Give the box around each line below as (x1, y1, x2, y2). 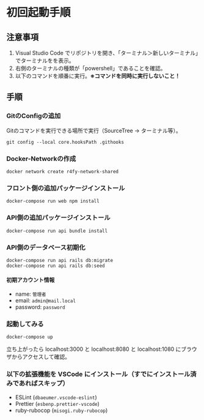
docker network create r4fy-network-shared (6, 168, 119, 174)
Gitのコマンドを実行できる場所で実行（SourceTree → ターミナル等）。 (6, 127, 181, 134)
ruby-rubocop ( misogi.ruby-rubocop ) (15, 407, 108, 414)
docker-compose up (6, 334, 53, 340)
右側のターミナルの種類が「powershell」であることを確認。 (15, 65, 166, 72)
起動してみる (6, 320, 44, 328)
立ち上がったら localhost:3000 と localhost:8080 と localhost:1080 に (6, 345, 181, 353)
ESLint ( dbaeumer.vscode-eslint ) (15, 393, 98, 401)
